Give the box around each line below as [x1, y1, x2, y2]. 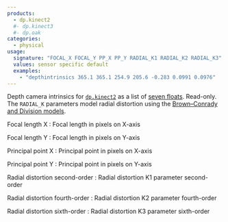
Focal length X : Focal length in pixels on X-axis [7, 121, 140, 129]
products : [7, 10, 36, 17]
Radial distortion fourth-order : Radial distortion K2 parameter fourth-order [7, 194, 217, 202]
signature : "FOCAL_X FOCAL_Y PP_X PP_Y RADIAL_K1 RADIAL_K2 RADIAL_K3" [13, 55, 223, 62]
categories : [7, 36, 41, 42]
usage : [7, 49, 26, 56]
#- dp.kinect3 [13, 23, 53, 29]
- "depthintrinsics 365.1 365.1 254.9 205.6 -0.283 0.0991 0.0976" [19, 73, 216, 81]
